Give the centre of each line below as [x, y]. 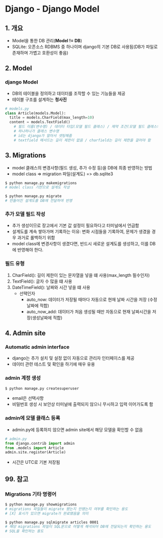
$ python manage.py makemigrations [41, 183]
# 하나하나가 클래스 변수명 [36, 131]
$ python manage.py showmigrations [41, 504]
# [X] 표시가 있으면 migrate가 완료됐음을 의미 [47, 513]
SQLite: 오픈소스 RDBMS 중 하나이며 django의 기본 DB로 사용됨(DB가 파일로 [85, 47]
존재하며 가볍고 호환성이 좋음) [40, 53]
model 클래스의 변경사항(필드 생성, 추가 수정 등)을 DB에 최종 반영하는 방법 [82, 168]
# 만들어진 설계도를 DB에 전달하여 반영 [39, 201]
